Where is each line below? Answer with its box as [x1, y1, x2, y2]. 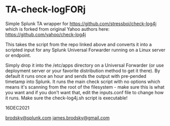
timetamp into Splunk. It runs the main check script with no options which [5, 78, 160, 85]
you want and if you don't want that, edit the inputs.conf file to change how [5, 89, 164, 95]
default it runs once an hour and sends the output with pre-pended [5, 73, 147, 79]
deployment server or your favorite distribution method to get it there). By [5, 68, 160, 74]
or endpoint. [5, 52, 31, 58]
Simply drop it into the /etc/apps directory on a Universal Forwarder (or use [5, 62, 164, 68]
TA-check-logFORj [5, 4, 86, 15]
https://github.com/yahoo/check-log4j [5, 31, 86, 37]
